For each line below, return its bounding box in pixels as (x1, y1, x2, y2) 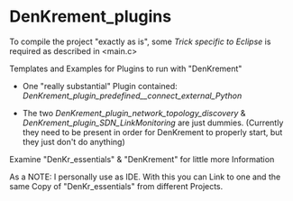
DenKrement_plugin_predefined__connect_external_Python (22, 90, 243, 101)
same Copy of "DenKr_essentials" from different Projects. (9, 180, 224, 191)
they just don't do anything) (22, 136, 125, 147)
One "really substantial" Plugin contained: (22, 80, 178, 91)
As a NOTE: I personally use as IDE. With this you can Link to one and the (9, 171, 281, 182)
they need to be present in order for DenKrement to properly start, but (22, 126, 283, 137)
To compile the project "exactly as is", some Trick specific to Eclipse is (9, 36, 271, 47)
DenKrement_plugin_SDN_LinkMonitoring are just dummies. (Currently (22, 117, 284, 128)
